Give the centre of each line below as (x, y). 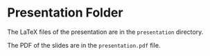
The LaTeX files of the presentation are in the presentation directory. (105, 32)
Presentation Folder (65, 13)
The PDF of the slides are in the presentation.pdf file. (84, 45)
